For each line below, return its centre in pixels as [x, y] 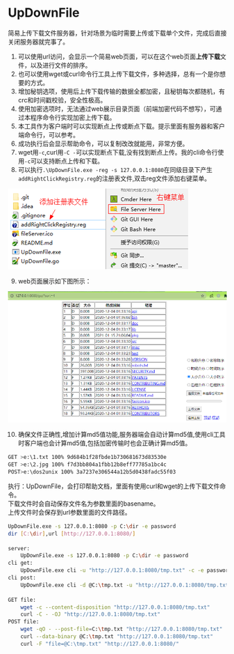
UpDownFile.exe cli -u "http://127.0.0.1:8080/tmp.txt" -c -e [112, 570]
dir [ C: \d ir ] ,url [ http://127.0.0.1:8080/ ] [72, 534]
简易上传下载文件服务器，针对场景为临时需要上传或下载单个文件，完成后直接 [117, 33]
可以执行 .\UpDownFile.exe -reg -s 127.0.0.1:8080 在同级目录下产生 [115, 169]
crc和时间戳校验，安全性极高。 [62, 100]
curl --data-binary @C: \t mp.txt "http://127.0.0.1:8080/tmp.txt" [117, 637]
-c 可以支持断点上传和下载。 [64, 161]
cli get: [20, 563]
